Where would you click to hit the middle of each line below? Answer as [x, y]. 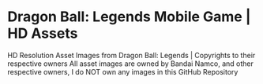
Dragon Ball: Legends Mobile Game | [129, 17]
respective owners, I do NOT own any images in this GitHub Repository [123, 71]
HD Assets [43, 33]
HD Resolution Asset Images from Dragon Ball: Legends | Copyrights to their [131, 55]
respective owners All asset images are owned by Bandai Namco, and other [130, 64]
